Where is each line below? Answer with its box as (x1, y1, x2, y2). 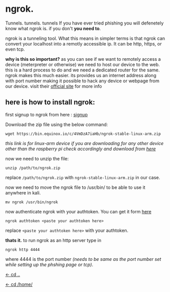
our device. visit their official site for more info (5, 83, 102, 89)
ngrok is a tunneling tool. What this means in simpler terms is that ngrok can (5, 35, 165, 41)
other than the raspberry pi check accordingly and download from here (5, 145, 156, 152)
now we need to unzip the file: (5, 155, 69, 161)
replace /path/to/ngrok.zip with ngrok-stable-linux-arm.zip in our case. (5, 174, 160, 180)
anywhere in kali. (5, 189, 41, 196)
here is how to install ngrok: (5, 98, 95, 107)
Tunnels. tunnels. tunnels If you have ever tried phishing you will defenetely (5, 20, 164, 26)
